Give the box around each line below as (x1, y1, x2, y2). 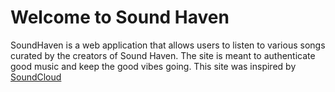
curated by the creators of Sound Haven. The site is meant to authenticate (10, 49, 316, 61)
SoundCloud (10, 71, 62, 83)
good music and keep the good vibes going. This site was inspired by (10, 60, 297, 72)
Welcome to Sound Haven (10, 6, 230, 29)
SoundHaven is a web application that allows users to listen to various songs (10, 39, 326, 51)
